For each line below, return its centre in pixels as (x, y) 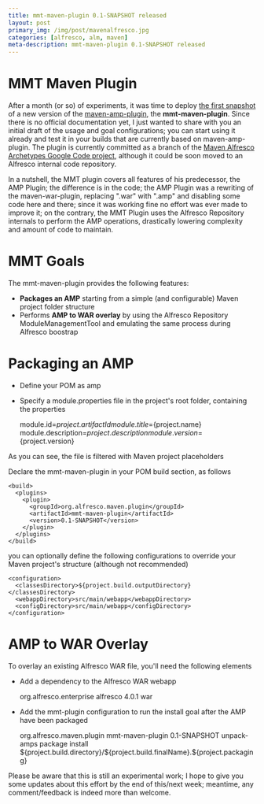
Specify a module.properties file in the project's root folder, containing (133, 400)
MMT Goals (46, 261)
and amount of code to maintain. (61, 230)
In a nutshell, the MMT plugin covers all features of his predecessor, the (125, 180)
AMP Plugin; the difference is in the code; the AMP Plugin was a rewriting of (131, 188)
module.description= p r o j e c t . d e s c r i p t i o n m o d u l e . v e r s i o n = (111, 432)
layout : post (29, 23)
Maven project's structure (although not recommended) (98, 564)
